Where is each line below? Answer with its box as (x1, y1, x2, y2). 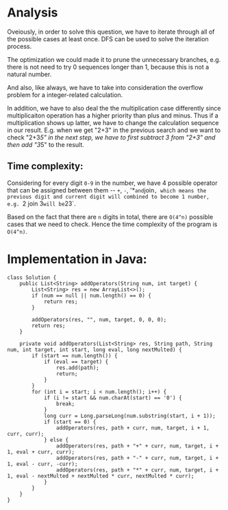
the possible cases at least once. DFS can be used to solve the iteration (7, 34, 209, 43)
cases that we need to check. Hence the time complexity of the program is (7, 220, 218, 228)
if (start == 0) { (43, 418, 97, 425)
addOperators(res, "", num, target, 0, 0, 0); (31, 316, 167, 323)
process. (7, 42, 32, 50)
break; (55, 400, 75, 407)
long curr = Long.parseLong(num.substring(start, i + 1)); (43, 412, 216, 419)
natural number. (7, 70, 52, 78)
